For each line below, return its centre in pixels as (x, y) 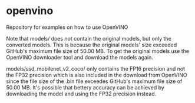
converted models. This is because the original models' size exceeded (92, 45)
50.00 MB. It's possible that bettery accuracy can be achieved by (85, 87)
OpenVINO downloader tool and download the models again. (80, 57)
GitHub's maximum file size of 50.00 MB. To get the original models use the (98, 51)
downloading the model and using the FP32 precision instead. (81, 94)
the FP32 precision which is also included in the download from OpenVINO (97, 75)
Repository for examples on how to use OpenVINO (67, 27)
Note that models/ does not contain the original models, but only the (89, 38)
